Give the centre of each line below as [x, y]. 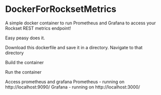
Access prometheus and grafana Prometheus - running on [65, 82]
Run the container [23, 72]
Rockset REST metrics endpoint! [38, 28]
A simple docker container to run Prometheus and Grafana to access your [80, 23]
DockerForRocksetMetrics [61, 9]
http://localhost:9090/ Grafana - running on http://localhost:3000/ [73, 87]
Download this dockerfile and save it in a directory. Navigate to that [74, 47]
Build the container [24, 62]
